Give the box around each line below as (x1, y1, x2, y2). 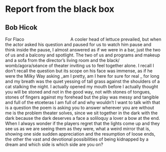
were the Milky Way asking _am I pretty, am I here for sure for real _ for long (5, 73, 160, 79)
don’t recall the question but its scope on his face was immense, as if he (5, 68, 153, 74)
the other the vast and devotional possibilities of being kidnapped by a (5, 136, 149, 142)
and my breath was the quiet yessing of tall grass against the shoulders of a (5, 78, 160, 84)
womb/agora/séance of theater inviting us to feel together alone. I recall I (5, 63, 155, 68)
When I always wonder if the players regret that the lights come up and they (5, 120, 160, 126)
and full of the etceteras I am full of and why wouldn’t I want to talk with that (5, 100, 160, 105)
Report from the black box (5, 3, 115, 15)
